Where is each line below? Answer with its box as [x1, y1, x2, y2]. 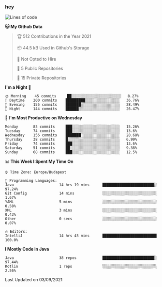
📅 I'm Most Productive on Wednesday [5, 115, 82, 121]
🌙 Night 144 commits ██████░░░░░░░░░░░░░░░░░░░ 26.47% [5, 107, 139, 112]
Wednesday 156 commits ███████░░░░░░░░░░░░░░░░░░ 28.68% [5, 133, 139, 138]
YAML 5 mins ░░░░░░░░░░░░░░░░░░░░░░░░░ [5, 200, 157, 205]
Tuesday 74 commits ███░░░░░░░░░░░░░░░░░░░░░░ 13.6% [5, 128, 137, 134]
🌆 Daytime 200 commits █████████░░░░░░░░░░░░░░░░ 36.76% [5, 98, 139, 103]
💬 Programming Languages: [5, 178, 57, 183]
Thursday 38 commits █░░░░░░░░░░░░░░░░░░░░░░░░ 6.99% [5, 137, 137, 142]
